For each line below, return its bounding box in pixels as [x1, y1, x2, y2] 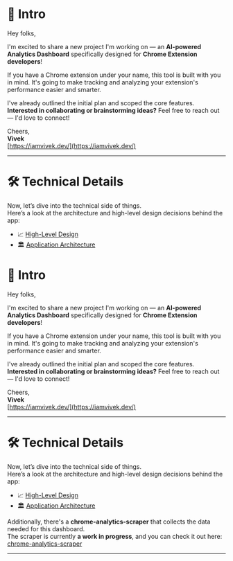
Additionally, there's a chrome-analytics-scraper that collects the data [7, 517, 211, 526]
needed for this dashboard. [7, 524, 85, 533]
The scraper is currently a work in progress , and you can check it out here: [7, 532, 223, 540]
